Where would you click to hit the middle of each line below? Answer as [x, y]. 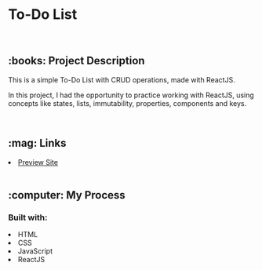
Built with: [28, 217]
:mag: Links [37, 143]
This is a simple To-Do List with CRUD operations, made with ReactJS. [122, 79]
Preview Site [38, 162]
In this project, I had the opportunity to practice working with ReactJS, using [131, 95]
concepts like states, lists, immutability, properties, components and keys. [127, 103]
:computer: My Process [67, 195]
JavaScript [36, 251]
